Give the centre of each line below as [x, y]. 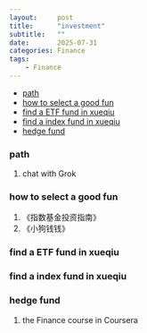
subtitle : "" [37, 34]
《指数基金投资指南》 [61, 218]
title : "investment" [57, 26]
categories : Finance [48, 51]
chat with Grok [49, 174]
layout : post [41, 17]
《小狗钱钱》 [45, 228]
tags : [19, 59]
